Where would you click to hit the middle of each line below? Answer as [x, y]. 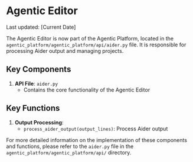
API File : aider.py [36, 83]
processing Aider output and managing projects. [65, 50]
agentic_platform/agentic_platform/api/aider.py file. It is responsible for [96, 45]
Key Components [39, 70]
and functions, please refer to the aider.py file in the [70, 146]
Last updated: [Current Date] [41, 27]
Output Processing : [39, 122]
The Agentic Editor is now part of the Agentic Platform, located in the [90, 38]
